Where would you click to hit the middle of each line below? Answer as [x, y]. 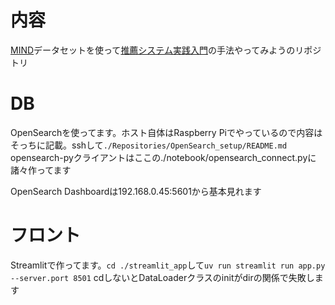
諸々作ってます [41, 170]
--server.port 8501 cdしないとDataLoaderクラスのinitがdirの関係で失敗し [162, 277]
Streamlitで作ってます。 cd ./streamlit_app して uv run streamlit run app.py [168, 265]
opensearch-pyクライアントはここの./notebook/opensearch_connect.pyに [163, 157]
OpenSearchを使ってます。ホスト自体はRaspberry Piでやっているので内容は [166, 132]
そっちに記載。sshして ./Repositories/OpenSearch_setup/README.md [149, 145]
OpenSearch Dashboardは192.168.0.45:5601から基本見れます [136, 191]
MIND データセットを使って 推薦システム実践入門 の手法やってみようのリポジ [166, 50]
